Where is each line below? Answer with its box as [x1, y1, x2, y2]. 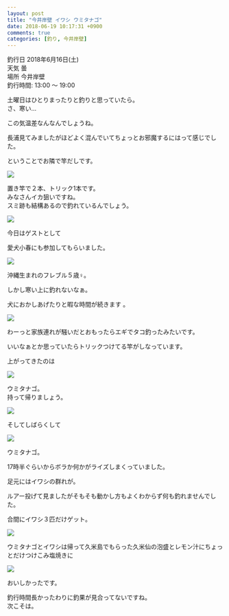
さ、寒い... [7, 104, 37, 113]
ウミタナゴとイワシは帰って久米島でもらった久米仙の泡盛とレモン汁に [7, 542, 206, 551]
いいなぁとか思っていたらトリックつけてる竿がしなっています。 [7, 342, 186, 351]
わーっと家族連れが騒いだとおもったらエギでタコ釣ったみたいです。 [7, 328, 199, 336]
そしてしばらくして [7, 421, 62, 429]
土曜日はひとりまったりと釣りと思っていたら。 [7, 96, 139, 104]
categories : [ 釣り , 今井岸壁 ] [7, 36, 87, 43]
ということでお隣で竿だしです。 [7, 157, 97, 165]
